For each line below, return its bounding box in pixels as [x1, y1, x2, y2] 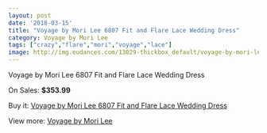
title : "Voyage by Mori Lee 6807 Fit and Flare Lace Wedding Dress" [8, 26, 240, 34]
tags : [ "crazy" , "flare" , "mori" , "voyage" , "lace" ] [8, 41, 172, 49]
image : [8, 48, 30, 56]
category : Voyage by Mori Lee [8, 33, 109, 42]
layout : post [8, 11, 52, 20]
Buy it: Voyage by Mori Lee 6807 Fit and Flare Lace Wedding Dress [8, 101, 228, 110]
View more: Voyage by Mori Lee [8, 116, 113, 125]
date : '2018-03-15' [8, 19, 73, 27]
